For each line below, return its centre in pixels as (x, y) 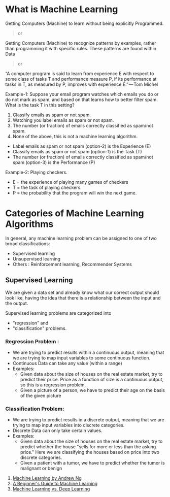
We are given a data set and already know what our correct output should (82, 292)
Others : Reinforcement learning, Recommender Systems (72, 264)
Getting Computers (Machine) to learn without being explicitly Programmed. (84, 23)
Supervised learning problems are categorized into (58, 313)
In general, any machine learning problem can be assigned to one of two (81, 238)
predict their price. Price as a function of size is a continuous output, (92, 379)
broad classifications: (28, 243)
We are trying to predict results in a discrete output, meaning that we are (88, 420)
